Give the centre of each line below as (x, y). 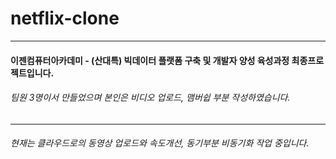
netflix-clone (65, 18)
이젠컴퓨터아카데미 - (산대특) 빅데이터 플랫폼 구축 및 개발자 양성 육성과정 (150, 60)
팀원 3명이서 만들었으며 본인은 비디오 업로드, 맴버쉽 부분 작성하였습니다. (150, 98)
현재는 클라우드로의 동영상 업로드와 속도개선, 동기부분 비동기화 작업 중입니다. (160, 143)
